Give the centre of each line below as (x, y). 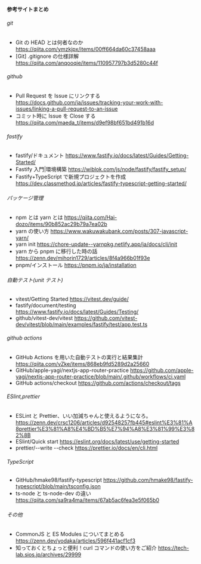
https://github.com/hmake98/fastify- (148, 480)
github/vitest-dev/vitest (44, 318)
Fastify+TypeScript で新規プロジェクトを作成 (71, 177)
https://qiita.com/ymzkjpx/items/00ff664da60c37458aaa (85, 49)
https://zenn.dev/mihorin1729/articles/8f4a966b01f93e (83, 258)
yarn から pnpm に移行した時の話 (56, 251)
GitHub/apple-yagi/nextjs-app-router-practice (72, 370)
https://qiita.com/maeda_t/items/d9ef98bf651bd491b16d (85, 123)
